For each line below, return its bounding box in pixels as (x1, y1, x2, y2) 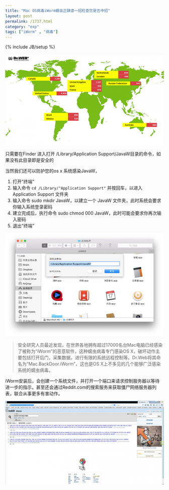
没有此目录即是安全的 (9, 157, 54, 164)
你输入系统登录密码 (12, 204, 53, 210)
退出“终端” (12, 223, 35, 229)
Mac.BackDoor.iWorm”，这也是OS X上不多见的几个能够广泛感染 (28, 361, 161, 367)
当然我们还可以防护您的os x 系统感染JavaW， (5, 168, 100, 174)
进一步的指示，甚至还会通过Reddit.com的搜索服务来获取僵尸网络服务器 (5, 384, 152, 391)
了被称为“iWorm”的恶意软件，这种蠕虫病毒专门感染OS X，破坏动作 (17, 348, 156, 354)
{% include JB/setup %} (5, 44, 55, 50)
